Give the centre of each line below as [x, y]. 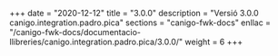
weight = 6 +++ [214, 42]
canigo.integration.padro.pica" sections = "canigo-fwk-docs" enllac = [140, 23]
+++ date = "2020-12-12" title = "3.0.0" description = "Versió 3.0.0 [134, 13]
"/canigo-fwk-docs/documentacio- [75, 32]
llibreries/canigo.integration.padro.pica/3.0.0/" [96, 42]
